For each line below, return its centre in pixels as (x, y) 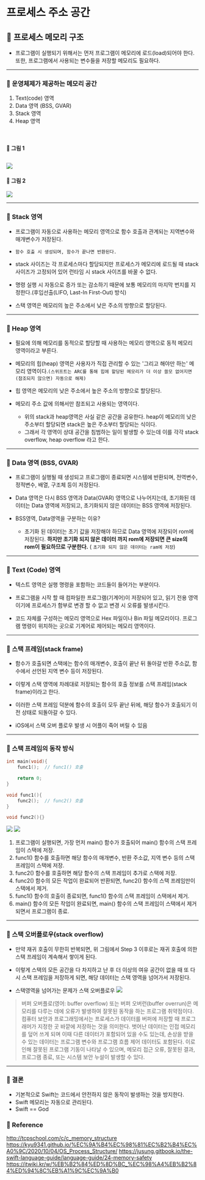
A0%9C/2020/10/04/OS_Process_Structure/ (62, 1151)
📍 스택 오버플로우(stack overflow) (55, 935)
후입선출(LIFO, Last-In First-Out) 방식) (80, 292)
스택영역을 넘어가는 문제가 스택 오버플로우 (65, 990)
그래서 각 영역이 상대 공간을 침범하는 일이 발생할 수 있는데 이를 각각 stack (111, 432)
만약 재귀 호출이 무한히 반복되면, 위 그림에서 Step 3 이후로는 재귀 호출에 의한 (106, 949)
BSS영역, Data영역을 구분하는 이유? (58, 518)
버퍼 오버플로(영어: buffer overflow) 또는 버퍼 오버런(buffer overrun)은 (106, 1003)
